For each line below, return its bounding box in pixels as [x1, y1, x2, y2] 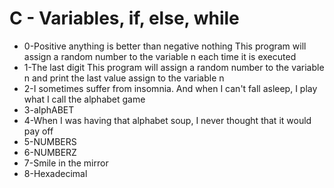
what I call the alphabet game [23, 93, 146, 105]
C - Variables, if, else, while [9, 7, 240, 30]
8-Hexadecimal [23, 167, 88, 179]
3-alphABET [23, 103, 75, 116]
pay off [23, 125, 54, 137]
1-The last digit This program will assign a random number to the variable [23, 61, 325, 73]
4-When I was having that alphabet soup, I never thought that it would [23, 114, 312, 126]
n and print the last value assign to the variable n [23, 72, 225, 84]
